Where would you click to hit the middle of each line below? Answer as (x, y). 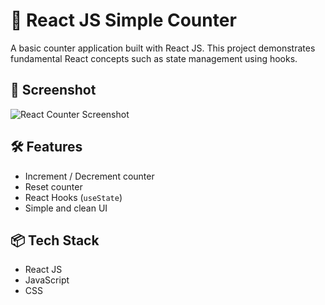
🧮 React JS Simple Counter (123, 20)
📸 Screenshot (53, 90)
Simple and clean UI (66, 208)
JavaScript (47, 280)
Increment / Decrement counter (89, 176)
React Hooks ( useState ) (73, 197)
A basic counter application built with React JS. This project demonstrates (163, 48)
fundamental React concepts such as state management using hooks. (154, 58)
